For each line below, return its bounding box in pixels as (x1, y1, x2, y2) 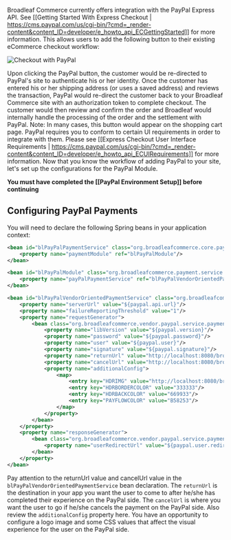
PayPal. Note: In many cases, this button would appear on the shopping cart (7, 121, 223, 128)
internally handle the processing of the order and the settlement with (7, 113, 201, 121)
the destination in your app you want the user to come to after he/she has (7, 488, 215, 497)
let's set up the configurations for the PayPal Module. (7, 165, 158, 172)
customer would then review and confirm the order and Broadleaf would (7, 106, 212, 114)
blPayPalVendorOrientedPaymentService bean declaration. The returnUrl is (7, 481, 218, 489)
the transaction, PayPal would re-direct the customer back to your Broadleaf (7, 91, 223, 99)
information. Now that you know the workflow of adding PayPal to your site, (7, 157, 221, 165)
